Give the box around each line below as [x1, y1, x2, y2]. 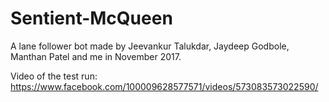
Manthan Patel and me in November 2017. [10, 50, 182, 62]
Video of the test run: [10, 70, 98, 82]
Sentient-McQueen [10, 7, 173, 30]
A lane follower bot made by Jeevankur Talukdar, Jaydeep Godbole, [10, 40, 290, 52]
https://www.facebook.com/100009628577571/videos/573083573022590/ [10, 80, 319, 92]
